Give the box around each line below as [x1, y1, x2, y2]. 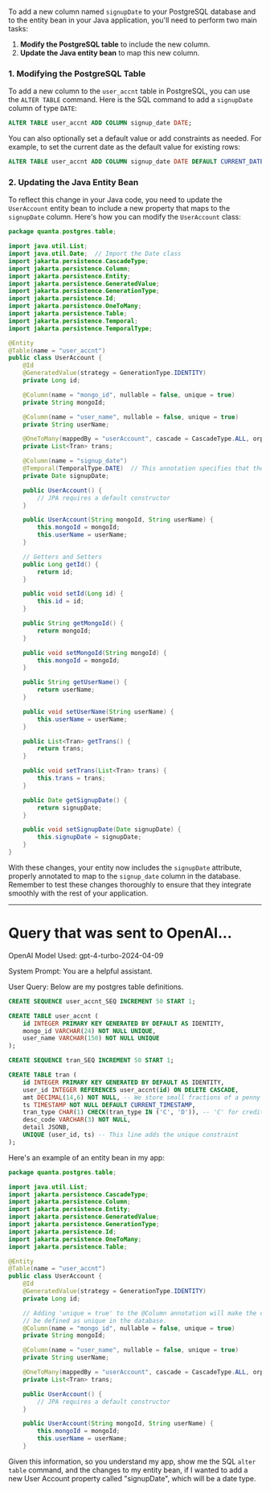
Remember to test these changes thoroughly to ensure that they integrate [8, 879, 252, 889]
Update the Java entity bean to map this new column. [19, 48, 200, 57]
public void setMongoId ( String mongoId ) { [22, 649, 167, 657]
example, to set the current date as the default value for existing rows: [8, 142, 241, 152]
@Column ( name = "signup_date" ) [22, 457, 128, 465]
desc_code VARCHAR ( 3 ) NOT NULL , [22, 1116, 131, 1124]
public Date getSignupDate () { [22, 796, 128, 804]
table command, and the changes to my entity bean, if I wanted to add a [8, 1464, 248, 1475]
